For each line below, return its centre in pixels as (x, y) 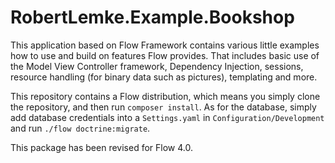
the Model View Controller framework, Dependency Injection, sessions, (157, 66)
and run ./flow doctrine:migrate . (80, 128)
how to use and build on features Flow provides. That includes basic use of (165, 55)
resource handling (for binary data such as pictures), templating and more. (164, 77)
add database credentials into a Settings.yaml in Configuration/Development (167, 117)
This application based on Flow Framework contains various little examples (165, 45)
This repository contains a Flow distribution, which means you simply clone (165, 96)
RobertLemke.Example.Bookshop (152, 17)
